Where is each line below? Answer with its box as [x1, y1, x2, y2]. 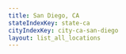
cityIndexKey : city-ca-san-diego [8, 26, 119, 34]
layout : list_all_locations [8, 33, 101, 42]
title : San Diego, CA [8, 11, 80, 20]
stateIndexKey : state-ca [8, 19, 90, 27]
